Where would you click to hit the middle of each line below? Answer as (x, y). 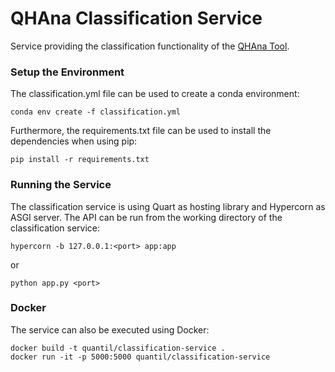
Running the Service (61, 185)
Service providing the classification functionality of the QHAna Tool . (150, 46)
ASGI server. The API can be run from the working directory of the (146, 217)
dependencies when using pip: (74, 141)
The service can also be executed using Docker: (110, 329)
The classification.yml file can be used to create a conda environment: (155, 94)
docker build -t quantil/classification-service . (118, 348)
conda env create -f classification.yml (96, 112)
